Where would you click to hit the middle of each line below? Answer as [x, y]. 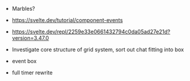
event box [24, 61]
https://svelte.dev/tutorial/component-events [67, 20]
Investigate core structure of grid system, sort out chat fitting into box [98, 49]
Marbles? [23, 9]
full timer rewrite [32, 73]
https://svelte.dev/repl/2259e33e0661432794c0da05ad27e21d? [91, 32]
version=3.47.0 [30, 38]
